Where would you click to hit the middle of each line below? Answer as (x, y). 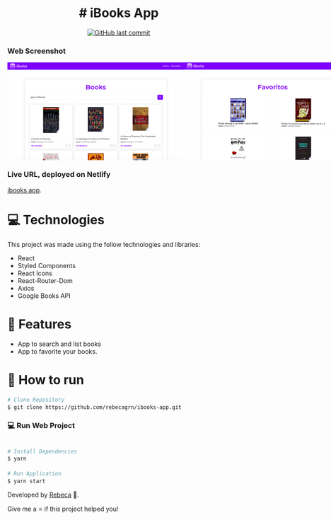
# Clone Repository (36, 400)
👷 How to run (46, 380)
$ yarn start (27, 481)
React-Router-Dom (45, 280)
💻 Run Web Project (41, 426)
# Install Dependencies (42, 451)
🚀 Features (40, 324)
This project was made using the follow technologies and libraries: (104, 244)
